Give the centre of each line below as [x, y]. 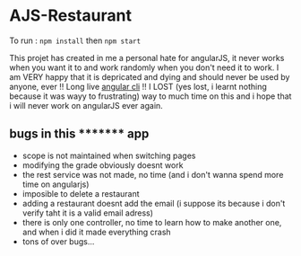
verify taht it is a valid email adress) [88, 213]
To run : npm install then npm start [75, 40]
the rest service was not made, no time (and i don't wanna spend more [153, 174]
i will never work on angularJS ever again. [86, 105]
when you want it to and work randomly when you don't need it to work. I [144, 67]
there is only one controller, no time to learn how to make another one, [152, 222]
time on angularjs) [56, 184]
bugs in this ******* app [79, 134]
